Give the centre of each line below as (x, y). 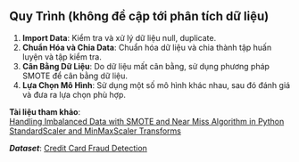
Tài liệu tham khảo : (45, 111)
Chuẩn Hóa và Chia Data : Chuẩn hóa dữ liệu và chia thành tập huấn (147, 47)
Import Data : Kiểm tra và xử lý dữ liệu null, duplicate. (119, 37)
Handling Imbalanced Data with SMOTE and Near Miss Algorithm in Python (147, 121)
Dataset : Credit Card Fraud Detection (78, 148)
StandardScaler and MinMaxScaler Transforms (95, 131)
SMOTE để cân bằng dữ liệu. (75, 76)
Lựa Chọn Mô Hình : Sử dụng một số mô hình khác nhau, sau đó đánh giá (156, 85)
